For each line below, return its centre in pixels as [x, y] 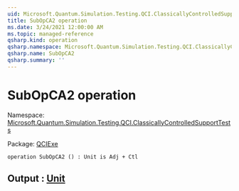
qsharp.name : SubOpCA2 [41, 54]
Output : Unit [36, 179]
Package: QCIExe [33, 143]
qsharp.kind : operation [43, 40]
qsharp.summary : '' [36, 60]
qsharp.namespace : [34, 47]
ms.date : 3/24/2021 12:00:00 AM [55, 27]
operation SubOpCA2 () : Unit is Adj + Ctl [73, 157]
